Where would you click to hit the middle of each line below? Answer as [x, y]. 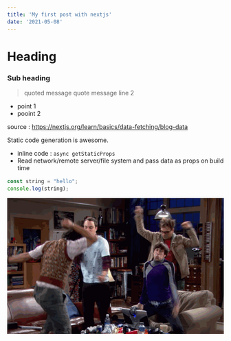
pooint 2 [29, 113]
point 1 [26, 106]
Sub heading [29, 78]
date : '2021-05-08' [35, 22]
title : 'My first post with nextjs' [59, 14]
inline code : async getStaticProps [66, 153]
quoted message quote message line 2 [79, 93]
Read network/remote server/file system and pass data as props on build [120, 161]
